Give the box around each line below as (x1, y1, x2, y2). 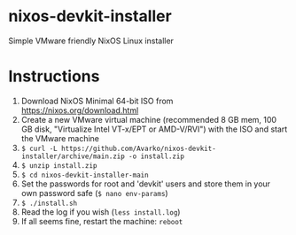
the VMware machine (20, 133, 99, 143)
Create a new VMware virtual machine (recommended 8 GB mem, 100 (20, 114, 277, 125)
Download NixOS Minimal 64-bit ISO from (20, 95, 174, 106)
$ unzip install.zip (20, 161, 97, 170)
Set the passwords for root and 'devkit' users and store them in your (20, 178, 271, 189)
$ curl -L (20, 144, 58, 153)
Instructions (8, 66, 100, 87)
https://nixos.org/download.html (20, 104, 139, 116)
